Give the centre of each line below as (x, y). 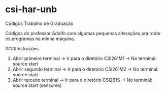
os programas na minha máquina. (40, 39)
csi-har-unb (31, 9)
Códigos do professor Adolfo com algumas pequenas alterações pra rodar (83, 33)
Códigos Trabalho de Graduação (39, 23)
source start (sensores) (37, 85)
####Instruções (22, 48)
